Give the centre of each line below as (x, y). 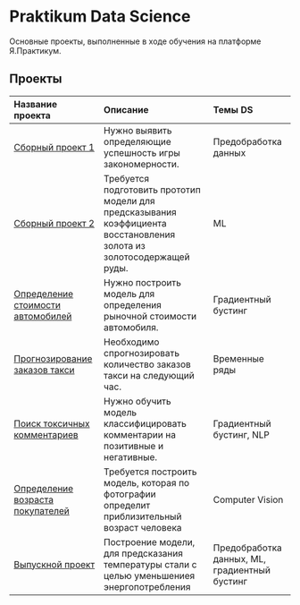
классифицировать (146, 423)
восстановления (140, 234)
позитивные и (133, 446)
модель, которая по (147, 482)
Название (36, 104)
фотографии (130, 494)
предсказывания (140, 212)
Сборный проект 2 (54, 223)
